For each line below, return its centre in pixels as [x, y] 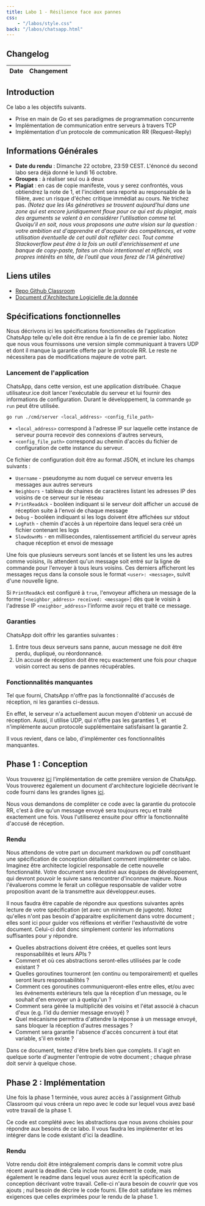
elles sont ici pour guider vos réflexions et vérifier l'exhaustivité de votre [97, 923]
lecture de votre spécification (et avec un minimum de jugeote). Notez [94, 910]
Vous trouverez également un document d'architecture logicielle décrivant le [103, 785]
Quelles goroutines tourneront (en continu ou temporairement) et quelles [106, 974]
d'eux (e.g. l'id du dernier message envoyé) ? [72, 1013]
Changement [49, 71]
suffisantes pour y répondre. [42, 936]
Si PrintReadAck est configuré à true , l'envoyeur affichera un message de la [101, 593]
